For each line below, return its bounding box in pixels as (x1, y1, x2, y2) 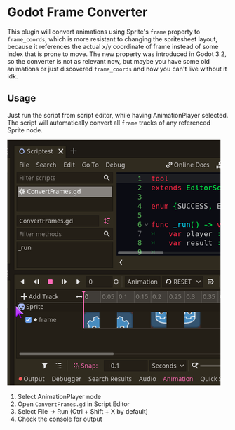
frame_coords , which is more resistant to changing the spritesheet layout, (7, 34, 218, 43)
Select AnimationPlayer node (17, 392, 102, 401)
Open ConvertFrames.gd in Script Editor (17, 400, 130, 408)
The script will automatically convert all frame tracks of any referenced (7, 118, 210, 127)
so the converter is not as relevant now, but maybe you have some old (7, 57, 210, 65)
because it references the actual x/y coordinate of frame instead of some (7, 42, 219, 50)
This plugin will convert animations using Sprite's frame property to (7, 27, 201, 36)
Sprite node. (7, 125, 43, 134)
